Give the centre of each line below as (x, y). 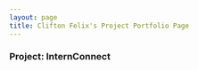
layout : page (33, 17)
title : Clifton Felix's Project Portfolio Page (99, 26)
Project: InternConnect (60, 57)
